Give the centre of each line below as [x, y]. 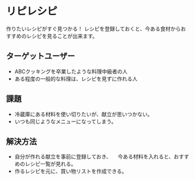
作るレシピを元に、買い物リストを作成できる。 [71, 171]
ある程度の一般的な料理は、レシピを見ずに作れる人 [76, 78]
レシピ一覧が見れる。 [51, 164]
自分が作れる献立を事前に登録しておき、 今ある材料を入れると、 [94, 157]
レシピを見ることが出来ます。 [62, 36]
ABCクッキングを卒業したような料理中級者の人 [71, 71]
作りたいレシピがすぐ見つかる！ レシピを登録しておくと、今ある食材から [93, 29]
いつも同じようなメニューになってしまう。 [65, 121]
